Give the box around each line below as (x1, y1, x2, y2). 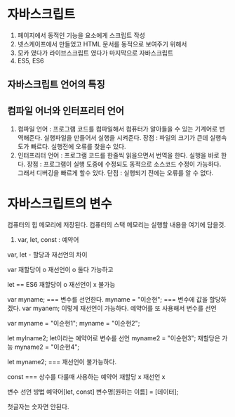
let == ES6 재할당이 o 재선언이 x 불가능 (7, 281, 116, 289)
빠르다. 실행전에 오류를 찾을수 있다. (30, 142, 126, 151)
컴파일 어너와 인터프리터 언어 (7, 105, 125, 117)
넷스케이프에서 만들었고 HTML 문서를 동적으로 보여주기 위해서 (17, 39, 187, 48)
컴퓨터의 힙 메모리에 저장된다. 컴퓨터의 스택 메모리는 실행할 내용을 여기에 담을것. (7, 221, 227, 229)
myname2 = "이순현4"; (14, 342, 79, 352)
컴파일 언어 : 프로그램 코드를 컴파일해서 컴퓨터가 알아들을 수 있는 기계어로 (17, 124, 218, 134)
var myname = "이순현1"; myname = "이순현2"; (7, 319, 140, 328)
